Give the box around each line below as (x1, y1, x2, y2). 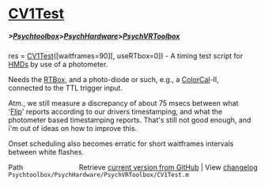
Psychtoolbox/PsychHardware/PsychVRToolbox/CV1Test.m (8, 171, 190, 179)
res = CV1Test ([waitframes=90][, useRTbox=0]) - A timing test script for (8, 51, 244, 61)
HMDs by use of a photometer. (8, 60, 108, 69)
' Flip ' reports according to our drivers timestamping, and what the (8, 107, 223, 117)
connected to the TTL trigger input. (8, 84, 123, 93)
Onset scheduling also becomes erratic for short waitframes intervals (8, 139, 234, 148)
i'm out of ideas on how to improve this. (8, 124, 137, 133)
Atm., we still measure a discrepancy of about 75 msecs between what (8, 99, 239, 108)
